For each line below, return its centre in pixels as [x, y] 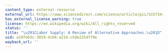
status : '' [16, 28]
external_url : [20, 14]
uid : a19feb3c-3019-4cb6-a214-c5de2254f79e [51, 38]
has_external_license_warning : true [43, 19]
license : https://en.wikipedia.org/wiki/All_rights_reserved [70, 24]
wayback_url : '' [22, 42]
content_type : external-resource [40, 10]
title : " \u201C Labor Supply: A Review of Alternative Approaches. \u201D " [84, 33]
